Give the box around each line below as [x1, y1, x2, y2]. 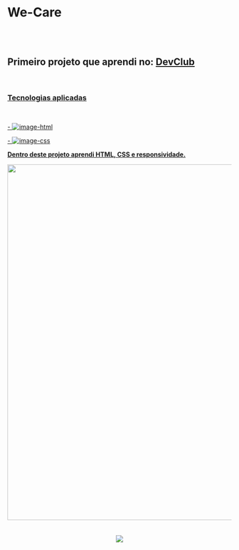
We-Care [7, 4, 62, 21]
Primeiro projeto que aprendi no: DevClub [7, 56, 196, 68]
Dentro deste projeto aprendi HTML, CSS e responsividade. [7, 150, 186, 159]
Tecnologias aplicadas [7, 92, 87, 102]
